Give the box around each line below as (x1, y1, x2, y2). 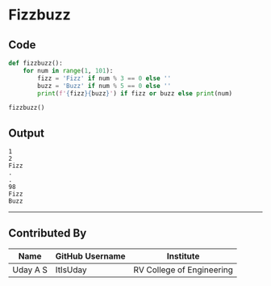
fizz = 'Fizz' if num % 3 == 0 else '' (37, 74, 172, 82)
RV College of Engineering (133, 264, 234, 275)
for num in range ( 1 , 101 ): (23, 66, 114, 74)
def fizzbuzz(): (8, 59, 63, 67)
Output (8, 126, 44, 140)
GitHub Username (55, 250, 127, 262)
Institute (166, 250, 200, 262)
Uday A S (12, 264, 48, 275)
